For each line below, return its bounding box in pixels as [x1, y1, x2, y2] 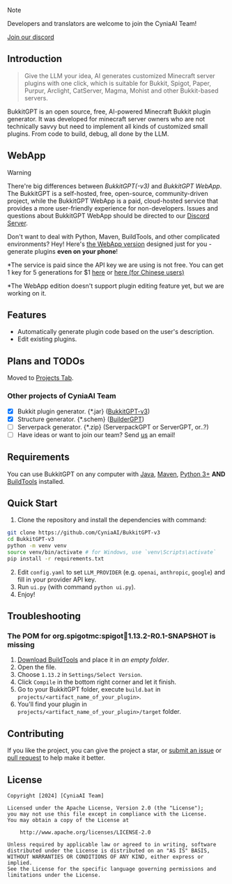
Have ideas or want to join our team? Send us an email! [17, 430, 176, 439]
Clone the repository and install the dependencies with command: [17, 516, 207, 524]
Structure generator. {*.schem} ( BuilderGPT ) [17, 415, 145, 423]
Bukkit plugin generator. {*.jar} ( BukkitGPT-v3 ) [17, 407, 150, 416]
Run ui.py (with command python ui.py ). [17, 582, 136, 591]
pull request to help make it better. [7, 754, 106, 762]
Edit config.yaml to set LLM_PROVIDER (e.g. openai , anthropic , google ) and [17, 567, 225, 576]
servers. [24, 93, 49, 102]
